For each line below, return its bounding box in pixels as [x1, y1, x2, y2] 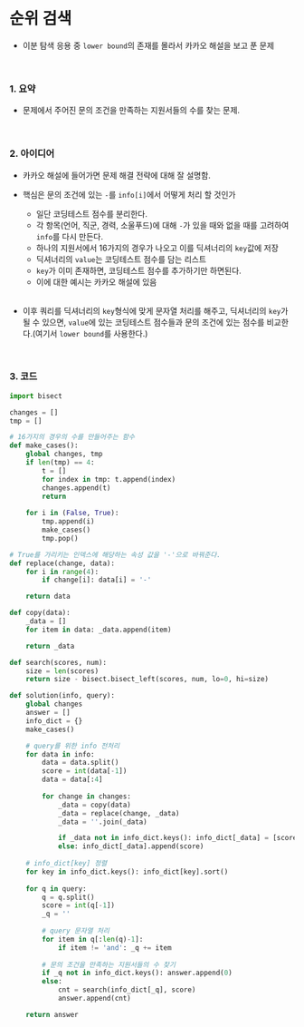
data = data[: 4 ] [42, 775, 103, 785]
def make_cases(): [9, 441, 79, 450]
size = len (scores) [25, 666, 100, 676]
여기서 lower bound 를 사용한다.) [34, 328, 148, 338]
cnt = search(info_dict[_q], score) [57, 985, 196, 994]
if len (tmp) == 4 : [25, 458, 95, 467]
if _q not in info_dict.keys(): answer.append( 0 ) [42, 968, 233, 978]
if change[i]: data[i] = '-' [42, 575, 152, 585]
